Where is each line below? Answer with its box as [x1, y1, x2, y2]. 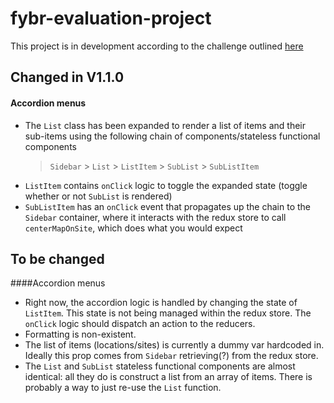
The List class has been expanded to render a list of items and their [24, 119, 307, 131]
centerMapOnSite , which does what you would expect [24, 222, 243, 234]
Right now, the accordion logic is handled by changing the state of [24, 297, 298, 309]
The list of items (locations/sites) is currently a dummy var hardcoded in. [24, 339, 325, 351]
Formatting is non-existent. [24, 328, 137, 341]
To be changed [10, 250, 105, 267]
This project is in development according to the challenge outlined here [10, 40, 304, 52]
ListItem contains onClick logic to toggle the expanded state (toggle [24, 179, 308, 191]
